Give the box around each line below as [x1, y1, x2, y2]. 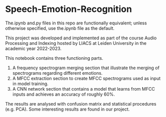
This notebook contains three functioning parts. [5, 55, 103, 61]
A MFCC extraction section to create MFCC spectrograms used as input [12, 75, 161, 81]
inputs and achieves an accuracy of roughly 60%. [12, 91, 115, 97]
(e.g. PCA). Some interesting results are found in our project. [5, 106, 130, 112]
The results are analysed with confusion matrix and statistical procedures [5, 101, 156, 107]
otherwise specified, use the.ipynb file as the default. [5, 25, 115, 31]
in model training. [12, 81, 48, 87]
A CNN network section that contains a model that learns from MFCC [12, 86, 155, 92]
